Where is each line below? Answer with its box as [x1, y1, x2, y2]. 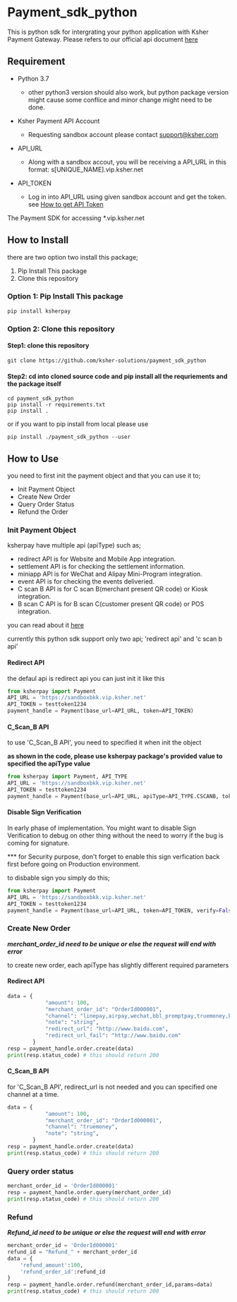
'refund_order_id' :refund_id [20, 1268, 106, 1275]
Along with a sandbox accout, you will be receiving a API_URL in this [28, 157, 227, 166]
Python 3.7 [17, 74, 49, 83]
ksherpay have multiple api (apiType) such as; [7, 541, 141, 550]
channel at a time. [7, 1090, 59, 1098]
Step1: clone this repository [7, 342, 90, 350]
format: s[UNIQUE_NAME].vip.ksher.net [28, 165, 143, 174]
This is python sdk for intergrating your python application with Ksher [7, 28, 209, 36]
